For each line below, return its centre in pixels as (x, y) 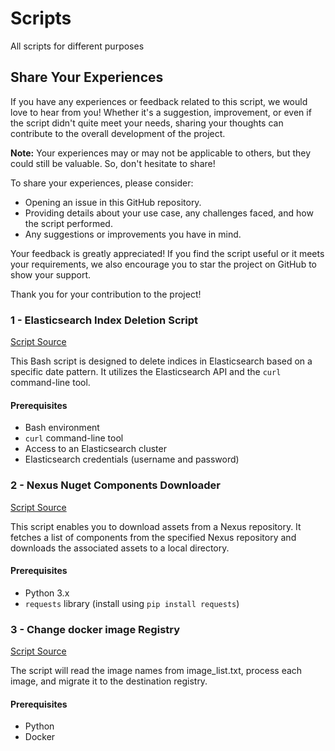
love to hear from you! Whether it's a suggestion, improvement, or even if (161, 112)
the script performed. (68, 223)
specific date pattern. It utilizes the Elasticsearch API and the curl (146, 372)
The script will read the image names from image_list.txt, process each (156, 671)
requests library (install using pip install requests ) (132, 603)
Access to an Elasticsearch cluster (95, 449)
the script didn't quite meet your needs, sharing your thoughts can (147, 123)
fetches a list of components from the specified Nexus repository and (153, 537)
